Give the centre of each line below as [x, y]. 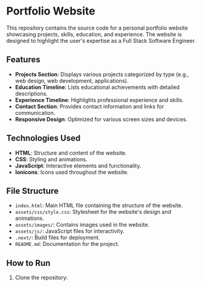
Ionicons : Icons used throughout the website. [72, 172]
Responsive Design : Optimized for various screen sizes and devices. [101, 119]
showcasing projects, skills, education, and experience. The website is [94, 34]
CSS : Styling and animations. [51, 159]
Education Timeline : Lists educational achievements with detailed [97, 87]
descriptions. [31, 93]
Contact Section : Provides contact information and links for [90, 106]
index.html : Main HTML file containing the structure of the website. [99, 205]
